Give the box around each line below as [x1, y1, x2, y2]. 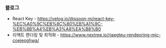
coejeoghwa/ [12, 38, 40, 44]
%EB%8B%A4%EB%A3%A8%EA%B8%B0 [12, 26, 101, 32]
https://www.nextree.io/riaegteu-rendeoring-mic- [60, 32, 161, 38]
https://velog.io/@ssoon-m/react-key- [37, 16, 115, 22]
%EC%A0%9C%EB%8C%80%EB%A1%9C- [12, 21, 103, 27]
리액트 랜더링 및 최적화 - [12, 32, 59, 38]
